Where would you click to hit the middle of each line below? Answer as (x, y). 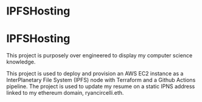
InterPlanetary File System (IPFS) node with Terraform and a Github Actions (101, 80)
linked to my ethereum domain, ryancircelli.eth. (65, 93)
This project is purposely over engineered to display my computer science (99, 56)
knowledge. (21, 62)
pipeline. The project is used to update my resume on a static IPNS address (101, 86)
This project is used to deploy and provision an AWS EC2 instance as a (95, 74)
